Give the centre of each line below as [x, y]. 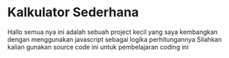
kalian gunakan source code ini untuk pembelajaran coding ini [98, 47]
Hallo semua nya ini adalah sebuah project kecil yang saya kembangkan [113, 32]
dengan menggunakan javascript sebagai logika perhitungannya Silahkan [114, 39]
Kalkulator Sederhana [73, 12]
